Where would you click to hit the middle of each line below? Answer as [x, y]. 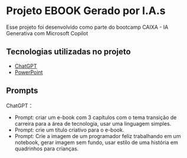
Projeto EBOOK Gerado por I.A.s [86, 11]
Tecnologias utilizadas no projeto [68, 52]
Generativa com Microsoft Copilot [47, 33]
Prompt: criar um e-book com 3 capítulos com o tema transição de [96, 117]
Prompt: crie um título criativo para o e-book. [69, 130]
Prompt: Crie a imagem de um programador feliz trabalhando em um [98, 136]
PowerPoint [29, 72]
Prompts [22, 91]
